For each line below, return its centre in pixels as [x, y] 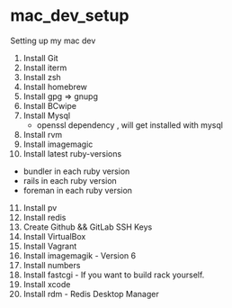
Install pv [40, 207]
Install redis [45, 217]
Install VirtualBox [54, 236]
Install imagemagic [58, 144]
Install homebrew [55, 86]
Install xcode [47, 284]
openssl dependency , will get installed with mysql [130, 125]
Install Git [40, 58]
